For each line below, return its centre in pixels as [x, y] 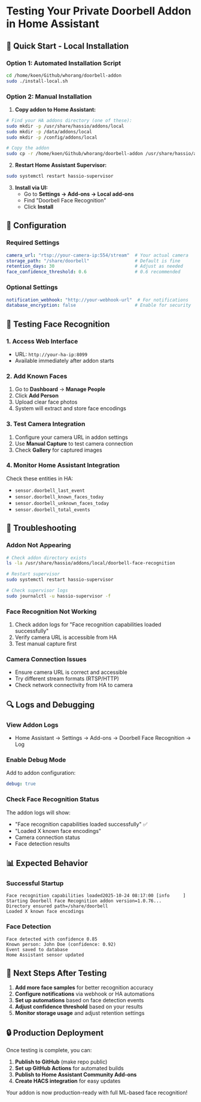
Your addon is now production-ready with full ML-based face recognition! [97, 1093]
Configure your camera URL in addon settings [71, 437]
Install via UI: [31, 188]
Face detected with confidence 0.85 [52, 939]
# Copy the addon [28, 148]
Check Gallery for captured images [59, 450]
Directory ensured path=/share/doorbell [57, 906]
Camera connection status [48, 837]
